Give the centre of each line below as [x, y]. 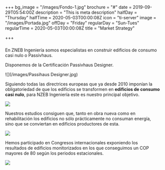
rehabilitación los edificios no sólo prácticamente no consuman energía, [78, 119]
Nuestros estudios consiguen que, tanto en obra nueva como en [70, 113]
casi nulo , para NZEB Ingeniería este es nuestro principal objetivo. [72, 94]
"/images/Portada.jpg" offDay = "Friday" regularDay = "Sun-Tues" [72, 23]
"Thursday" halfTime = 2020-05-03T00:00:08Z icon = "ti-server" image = [81, 18]
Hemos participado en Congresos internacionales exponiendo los [71, 142]
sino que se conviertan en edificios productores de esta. [62, 124]
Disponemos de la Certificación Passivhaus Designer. [59, 65]
